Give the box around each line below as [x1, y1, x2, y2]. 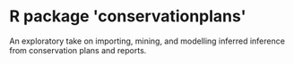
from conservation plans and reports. [9, 44, 147, 55]
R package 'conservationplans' [9, 6, 246, 27]
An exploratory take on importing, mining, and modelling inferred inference [9, 36, 285, 46]
